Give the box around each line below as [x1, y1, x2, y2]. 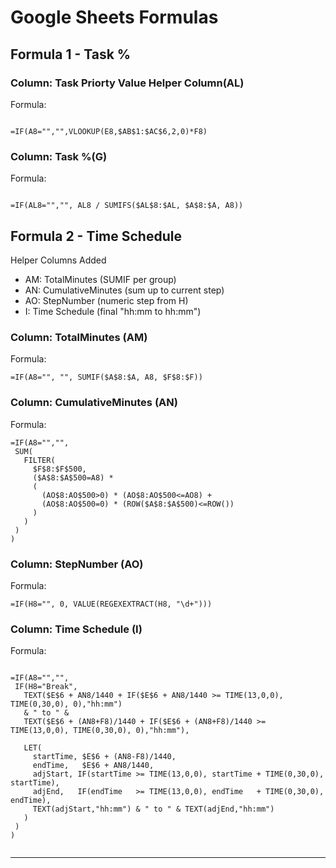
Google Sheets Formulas [10, 6, 219, 29]
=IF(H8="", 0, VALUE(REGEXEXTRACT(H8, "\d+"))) [10, 599, 213, 609]
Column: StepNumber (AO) [10, 557, 144, 571]
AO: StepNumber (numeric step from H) [24, 294, 189, 306]
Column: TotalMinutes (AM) [10, 330, 148, 344]
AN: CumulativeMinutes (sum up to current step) [24, 284, 225, 296]
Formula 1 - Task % [10, 46, 132, 63]
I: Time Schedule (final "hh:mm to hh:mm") [24, 305, 202, 317]
